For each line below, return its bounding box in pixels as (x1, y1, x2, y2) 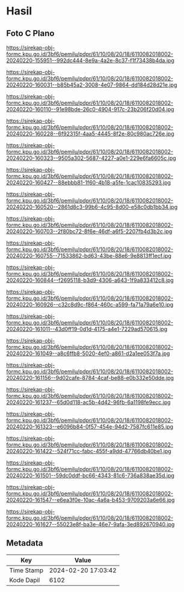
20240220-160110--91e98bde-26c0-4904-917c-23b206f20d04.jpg (6, 106, 174, 112)
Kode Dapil (9, 576, 40, 584)
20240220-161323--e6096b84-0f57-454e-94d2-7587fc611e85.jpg (6, 423, 173, 430)
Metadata (6, 538, 43, 548)
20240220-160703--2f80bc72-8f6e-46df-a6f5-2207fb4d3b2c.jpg (6, 228, 173, 235)
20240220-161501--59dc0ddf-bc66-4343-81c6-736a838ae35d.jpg (6, 472, 174, 479)
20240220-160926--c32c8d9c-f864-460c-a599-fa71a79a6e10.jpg (6, 301, 174, 308)
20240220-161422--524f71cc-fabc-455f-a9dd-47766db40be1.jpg (6, 448, 171, 454)
